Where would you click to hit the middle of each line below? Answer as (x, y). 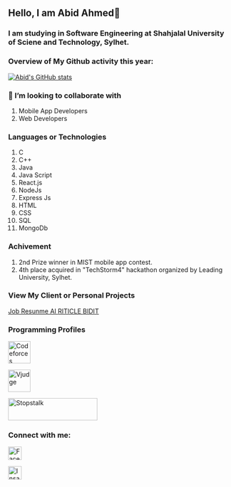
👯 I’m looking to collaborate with (65, 95)
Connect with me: (40, 435)
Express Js (35, 198)
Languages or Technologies (57, 137)
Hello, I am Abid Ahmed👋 (64, 13)
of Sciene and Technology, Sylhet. (69, 42)
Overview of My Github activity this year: (81, 61)
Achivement (30, 246)
